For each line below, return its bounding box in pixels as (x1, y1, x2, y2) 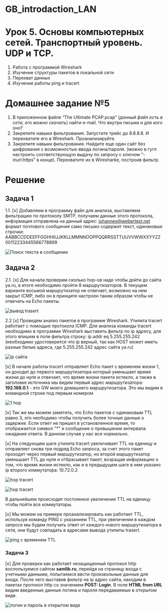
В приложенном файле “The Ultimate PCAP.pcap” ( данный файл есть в (12, 114, 163, 121)
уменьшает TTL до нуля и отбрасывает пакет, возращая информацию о (5, 456, 158, 462)
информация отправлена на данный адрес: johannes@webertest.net (5, 218, 150, 224)
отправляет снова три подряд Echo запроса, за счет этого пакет (5, 445, 143, 451)
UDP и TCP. (5, 48, 54, 59)
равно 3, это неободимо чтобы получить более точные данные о (5, 414, 144, 421)
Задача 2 (5, 264, 35, 272)
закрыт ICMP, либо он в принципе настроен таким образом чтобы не (5, 293, 153, 299)
